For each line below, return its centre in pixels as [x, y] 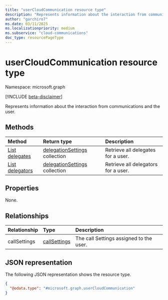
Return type [58, 141]
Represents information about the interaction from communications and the [83, 106]
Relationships [27, 216]
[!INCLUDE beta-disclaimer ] [34, 96]
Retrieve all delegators [131, 164]
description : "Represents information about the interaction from [76, 14]
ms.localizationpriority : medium [40, 28]
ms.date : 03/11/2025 [27, 24]
